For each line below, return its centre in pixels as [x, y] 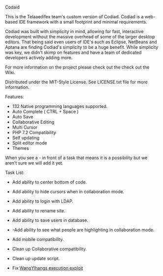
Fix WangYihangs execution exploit [48, 268]
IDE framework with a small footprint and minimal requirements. [83, 22]
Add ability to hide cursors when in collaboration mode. [68, 191]
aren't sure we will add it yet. [34, 163]
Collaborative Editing [33, 122]
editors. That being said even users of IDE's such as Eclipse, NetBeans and [81, 42]
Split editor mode [30, 143]
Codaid [13, 7]
